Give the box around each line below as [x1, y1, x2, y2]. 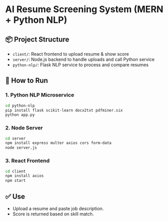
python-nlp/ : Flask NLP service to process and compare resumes [12, 62, 149, 68]
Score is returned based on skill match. [12, 211, 94, 217]
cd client [5, 168, 26, 174]
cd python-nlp [5, 103, 35, 108]
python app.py [5, 112, 35, 117]
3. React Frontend [5, 157, 50, 164]
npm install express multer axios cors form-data [5, 141, 112, 146]
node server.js [5, 145, 37, 150]
